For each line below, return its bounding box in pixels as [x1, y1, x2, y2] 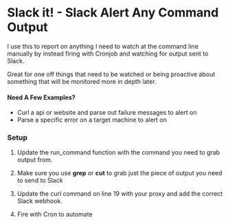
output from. [16, 156, 53, 164]
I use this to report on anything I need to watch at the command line [7, 42, 199, 50]
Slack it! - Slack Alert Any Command [7, 5, 219, 21]
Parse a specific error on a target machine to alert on [16, 115, 167, 124]
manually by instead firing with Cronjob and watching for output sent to [7, 49, 209, 58]
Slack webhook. [16, 197, 63, 205]
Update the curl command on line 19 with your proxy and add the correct [16, 190, 223, 198]
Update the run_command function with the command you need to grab [16, 148, 220, 157]
